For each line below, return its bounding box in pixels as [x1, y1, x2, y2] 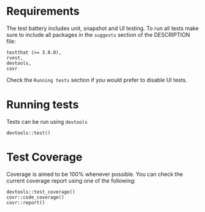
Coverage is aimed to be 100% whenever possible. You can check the [6, 170, 183, 178]
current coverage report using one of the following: [6, 176, 136, 184]
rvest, [6, 55, 23, 61]
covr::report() [6, 199, 45, 206]
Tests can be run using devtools [6, 118, 88, 125]
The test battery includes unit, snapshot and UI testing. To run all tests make [6, 25, 199, 32]
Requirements [6, 4, 80, 18]
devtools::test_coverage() [6, 189, 75, 195]
